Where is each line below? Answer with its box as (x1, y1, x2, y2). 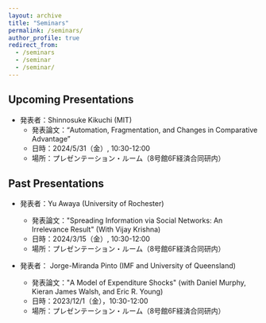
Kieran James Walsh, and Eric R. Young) (31, 287, 164, 297)
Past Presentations (8, 177, 105, 190)
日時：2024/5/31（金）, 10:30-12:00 (31, 143, 151, 153)
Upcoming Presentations (8, 93, 134, 107)
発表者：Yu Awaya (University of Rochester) (19, 199, 164, 208)
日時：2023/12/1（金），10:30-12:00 (31, 296, 148, 306)
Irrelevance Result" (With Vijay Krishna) (31, 224, 161, 235)
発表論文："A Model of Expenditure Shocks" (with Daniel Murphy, (31, 278, 246, 287)
